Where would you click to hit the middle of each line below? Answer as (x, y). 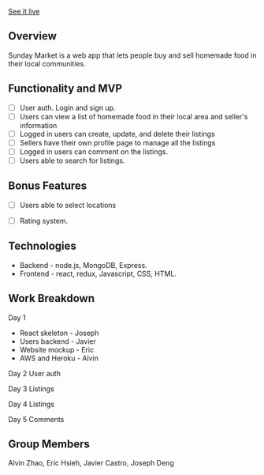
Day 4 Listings (32, 404)
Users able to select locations (68, 205)
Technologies (43, 246)
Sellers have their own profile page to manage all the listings (117, 142)
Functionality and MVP (65, 89)
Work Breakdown (51, 298)
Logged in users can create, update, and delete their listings (117, 134)
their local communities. (47, 63)
